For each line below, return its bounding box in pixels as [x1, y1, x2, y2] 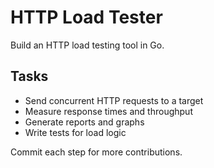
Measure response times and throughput [24, 105, 193, 117]
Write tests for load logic [24, 126, 127, 138]
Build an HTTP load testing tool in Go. [10, 39, 165, 51]
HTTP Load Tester [10, 6, 163, 29]
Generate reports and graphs [24, 116, 145, 128]
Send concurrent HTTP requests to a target [24, 94, 204, 106]
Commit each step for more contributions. [10, 146, 183, 158]
